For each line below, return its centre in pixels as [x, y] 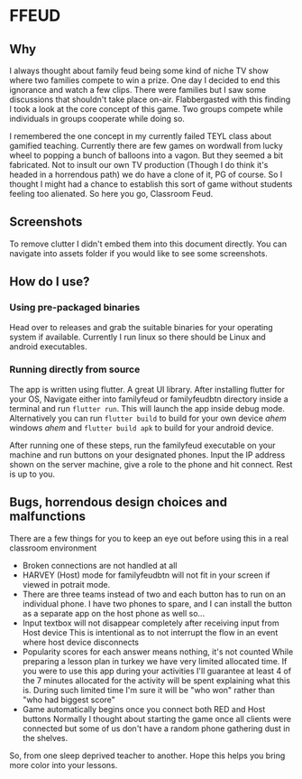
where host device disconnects [81, 642]
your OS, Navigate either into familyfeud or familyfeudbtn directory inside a [149, 399]
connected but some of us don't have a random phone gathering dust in [156, 728]
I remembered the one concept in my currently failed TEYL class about [141, 136]
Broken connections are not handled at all [100, 565]
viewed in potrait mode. [66, 584]
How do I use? [50, 282]
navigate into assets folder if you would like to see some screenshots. [138, 253]
